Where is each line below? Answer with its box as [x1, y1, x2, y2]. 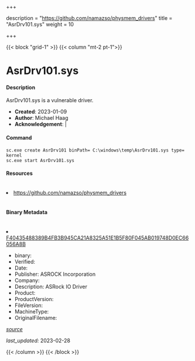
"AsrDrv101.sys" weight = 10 [6, 21, 74, 28]
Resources [6, 170, 33, 177]
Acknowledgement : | [14, 121, 67, 128]
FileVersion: [14, 302, 43, 309]
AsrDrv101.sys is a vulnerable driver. [6, 97, 94, 104]
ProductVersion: [14, 296, 54, 302]
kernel [6, 152, 22, 158]
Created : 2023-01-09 [14, 108, 67, 115]
